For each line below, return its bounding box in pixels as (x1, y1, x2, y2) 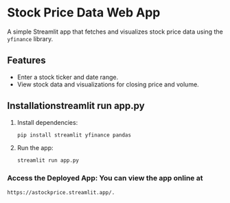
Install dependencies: (16, 118, 78, 126)
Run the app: (16, 144, 54, 152)
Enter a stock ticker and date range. (16, 73, 119, 81)
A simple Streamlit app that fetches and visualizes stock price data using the (7, 27, 223, 36)
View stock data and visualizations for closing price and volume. (16, 80, 199, 88)
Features (7, 55, 46, 67)
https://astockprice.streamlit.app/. (7, 189, 115, 196)
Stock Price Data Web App (7, 5, 161, 21)
